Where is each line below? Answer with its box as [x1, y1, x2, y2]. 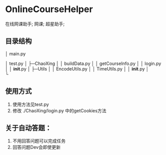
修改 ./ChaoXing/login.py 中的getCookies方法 [12, 107, 107, 114]
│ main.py [5, 50, 26, 56]
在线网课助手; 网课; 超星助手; [5, 21, 65, 27]
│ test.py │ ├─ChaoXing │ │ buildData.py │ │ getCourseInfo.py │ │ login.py [5, 60, 161, 66]
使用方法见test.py [12, 101, 49, 107]
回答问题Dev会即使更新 [12, 144, 61, 150]
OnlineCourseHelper [5, 4, 93, 15]
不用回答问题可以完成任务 [12, 138, 66, 144]
